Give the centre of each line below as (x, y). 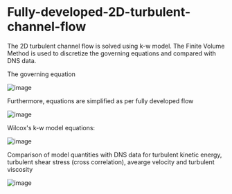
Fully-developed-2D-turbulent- (99, 12)
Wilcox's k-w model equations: (51, 127)
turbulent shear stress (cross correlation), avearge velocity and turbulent (111, 162)
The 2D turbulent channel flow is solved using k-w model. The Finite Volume (116, 46)
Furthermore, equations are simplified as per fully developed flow (100, 100)
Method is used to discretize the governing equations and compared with (112, 53)
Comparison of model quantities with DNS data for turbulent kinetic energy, (115, 155)
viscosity (20, 169)
